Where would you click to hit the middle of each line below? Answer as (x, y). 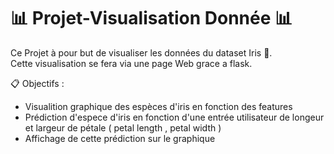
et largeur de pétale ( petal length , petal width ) (123, 127)
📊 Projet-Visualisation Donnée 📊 (151, 18)
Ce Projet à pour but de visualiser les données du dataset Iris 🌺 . (141, 52)
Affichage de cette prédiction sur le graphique (120, 138)
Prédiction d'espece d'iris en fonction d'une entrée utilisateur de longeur (174, 117)
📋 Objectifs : (37, 83)
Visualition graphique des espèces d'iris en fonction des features (158, 106)
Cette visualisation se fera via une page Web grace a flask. (131, 63)
